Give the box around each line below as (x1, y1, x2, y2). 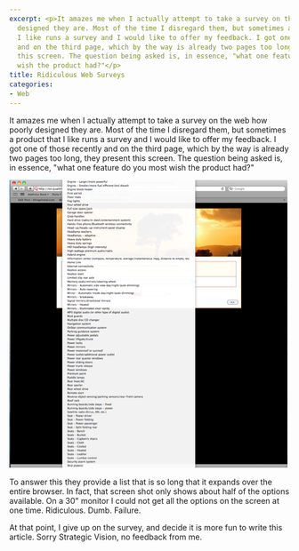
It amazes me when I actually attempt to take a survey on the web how (9, 115, 268, 125)
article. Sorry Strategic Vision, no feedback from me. (9, 531, 203, 542)
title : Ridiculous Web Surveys (9, 71, 125, 80)
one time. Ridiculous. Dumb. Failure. (9, 505, 141, 515)
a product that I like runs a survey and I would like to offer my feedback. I (9, 133, 277, 144)
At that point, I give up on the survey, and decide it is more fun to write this (9, 522, 283, 532)
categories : (9, 80, 53, 89)
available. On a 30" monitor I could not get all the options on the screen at (9, 495, 280, 506)
